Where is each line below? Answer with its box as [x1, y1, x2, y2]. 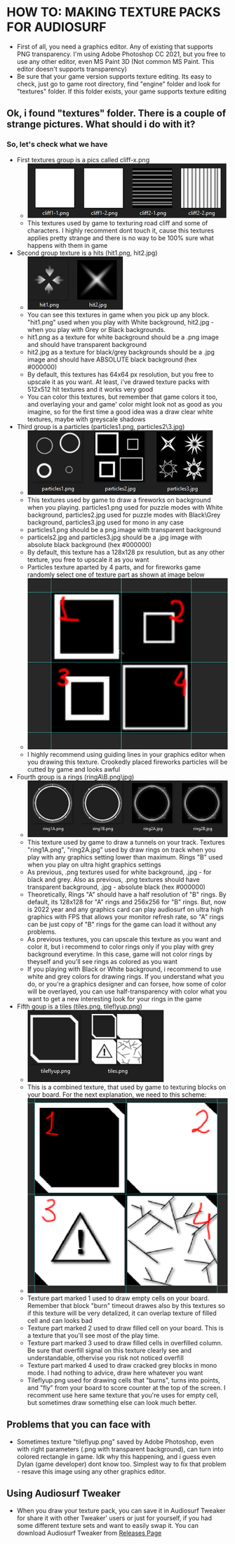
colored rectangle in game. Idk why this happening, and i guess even [16, 1452, 216, 1460]
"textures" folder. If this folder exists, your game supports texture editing [16, 87, 227, 95]
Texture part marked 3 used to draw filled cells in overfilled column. [27, 1338, 223, 1347]
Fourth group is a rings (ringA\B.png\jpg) [16, 772, 135, 781]
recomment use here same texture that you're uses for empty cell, [27, 1391, 219, 1399]
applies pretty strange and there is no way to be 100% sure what [27, 233, 215, 242]
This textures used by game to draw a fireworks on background [27, 496, 211, 504]
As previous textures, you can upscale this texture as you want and [27, 935, 222, 943]
